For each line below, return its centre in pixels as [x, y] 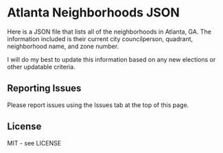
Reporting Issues [44, 88]
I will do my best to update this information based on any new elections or [111, 59]
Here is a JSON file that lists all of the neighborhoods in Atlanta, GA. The [109, 32]
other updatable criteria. [41, 67]
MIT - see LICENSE [34, 143]
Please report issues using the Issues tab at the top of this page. [98, 105]
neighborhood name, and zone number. [63, 46]
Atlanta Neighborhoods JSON [93, 13]
